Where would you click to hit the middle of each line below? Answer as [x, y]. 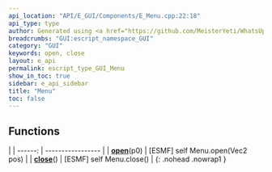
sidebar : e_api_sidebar [49, 83]
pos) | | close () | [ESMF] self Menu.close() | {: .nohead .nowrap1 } [117, 159]
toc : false [27, 99]
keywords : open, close [47, 53]
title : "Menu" [32, 91]
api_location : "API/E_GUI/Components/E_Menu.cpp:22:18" [104, 16]
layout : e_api [32, 61]
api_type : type [34, 23]
